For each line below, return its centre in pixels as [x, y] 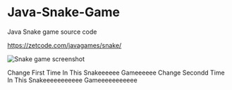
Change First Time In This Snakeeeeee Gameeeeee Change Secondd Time [116, 72]
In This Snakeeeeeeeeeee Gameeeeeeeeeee [72, 80]
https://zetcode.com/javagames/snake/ [65, 45]
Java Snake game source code [52, 32]
